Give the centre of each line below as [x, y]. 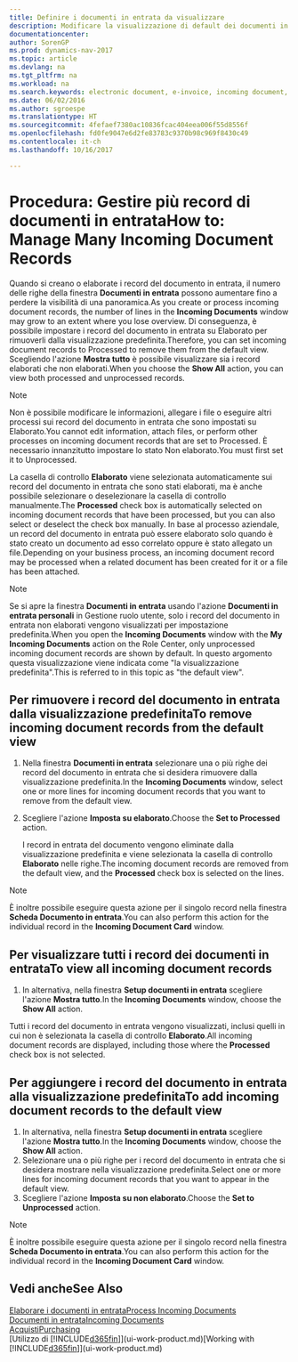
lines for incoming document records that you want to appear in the [145, 1179]
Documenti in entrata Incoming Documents [87, 1319]
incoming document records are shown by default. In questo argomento [141, 653]
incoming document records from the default [137, 728]
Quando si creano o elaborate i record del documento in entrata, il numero [145, 283]
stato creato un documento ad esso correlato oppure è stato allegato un [141, 543]
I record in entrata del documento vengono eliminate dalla [128, 845]
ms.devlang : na [37, 68]
